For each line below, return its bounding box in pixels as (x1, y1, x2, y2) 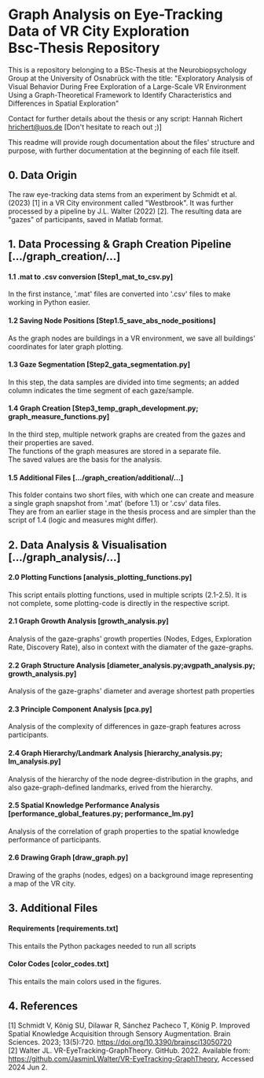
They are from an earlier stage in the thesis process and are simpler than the (8, 507, 256, 517)
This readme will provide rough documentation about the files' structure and (8, 137, 255, 147)
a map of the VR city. (8, 879, 76, 888)
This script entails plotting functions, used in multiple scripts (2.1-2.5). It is (8, 589, 247, 600)
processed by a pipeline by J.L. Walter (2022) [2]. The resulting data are (8, 206, 242, 216)
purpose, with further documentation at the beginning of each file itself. (8, 146, 240, 155)
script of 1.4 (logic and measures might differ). (8, 515, 159, 525)
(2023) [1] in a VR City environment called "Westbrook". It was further (8, 198, 234, 207)
